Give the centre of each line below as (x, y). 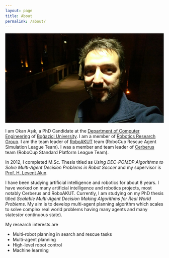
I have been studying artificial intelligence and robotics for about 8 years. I (82, 182)
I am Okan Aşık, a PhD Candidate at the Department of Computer (72, 131)
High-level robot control (37, 245)
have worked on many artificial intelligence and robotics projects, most (78, 188)
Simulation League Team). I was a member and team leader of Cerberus (80, 147)
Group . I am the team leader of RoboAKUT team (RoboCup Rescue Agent (81, 142)
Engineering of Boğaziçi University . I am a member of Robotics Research (80, 136)
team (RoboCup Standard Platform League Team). (57, 152)
